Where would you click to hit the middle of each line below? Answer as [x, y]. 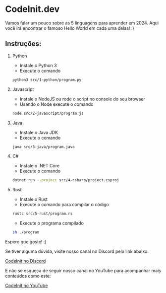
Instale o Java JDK [39, 132]
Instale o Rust [34, 199]
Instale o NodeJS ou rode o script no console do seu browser [82, 99]
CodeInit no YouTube [27, 286]
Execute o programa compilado [52, 223]
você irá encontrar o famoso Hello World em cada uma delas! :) [70, 28]
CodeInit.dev [32, 9]
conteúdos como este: [28, 276]
